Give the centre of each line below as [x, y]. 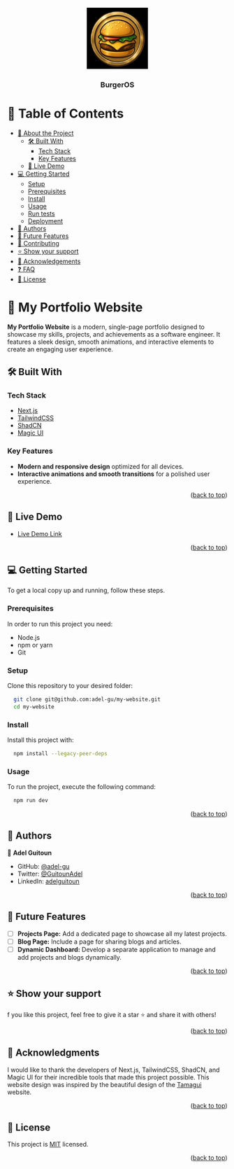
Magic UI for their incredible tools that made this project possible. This [108, 1077]
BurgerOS [117, 85]
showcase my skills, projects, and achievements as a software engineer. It [114, 334]
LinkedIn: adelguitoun [49, 881]
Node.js [29, 637]
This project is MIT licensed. [48, 1144]
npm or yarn [35, 645]
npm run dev [31, 801]
